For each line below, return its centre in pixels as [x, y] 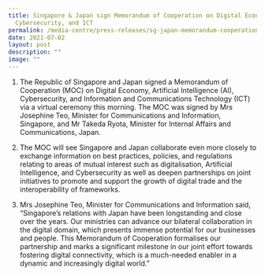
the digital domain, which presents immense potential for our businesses [138, 229]
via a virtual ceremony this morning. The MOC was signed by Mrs [126, 106]
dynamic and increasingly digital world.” [84, 263]
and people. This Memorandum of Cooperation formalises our [120, 238]
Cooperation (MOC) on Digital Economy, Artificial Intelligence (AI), [127, 90]
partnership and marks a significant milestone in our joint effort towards [136, 246]
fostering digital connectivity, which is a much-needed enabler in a [128, 255]
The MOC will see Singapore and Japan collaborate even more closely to [138, 147]
